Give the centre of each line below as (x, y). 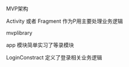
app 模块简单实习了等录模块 (40, 45)
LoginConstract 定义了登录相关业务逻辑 (54, 57)
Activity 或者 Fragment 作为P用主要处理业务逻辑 (64, 21)
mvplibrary (19, 33)
